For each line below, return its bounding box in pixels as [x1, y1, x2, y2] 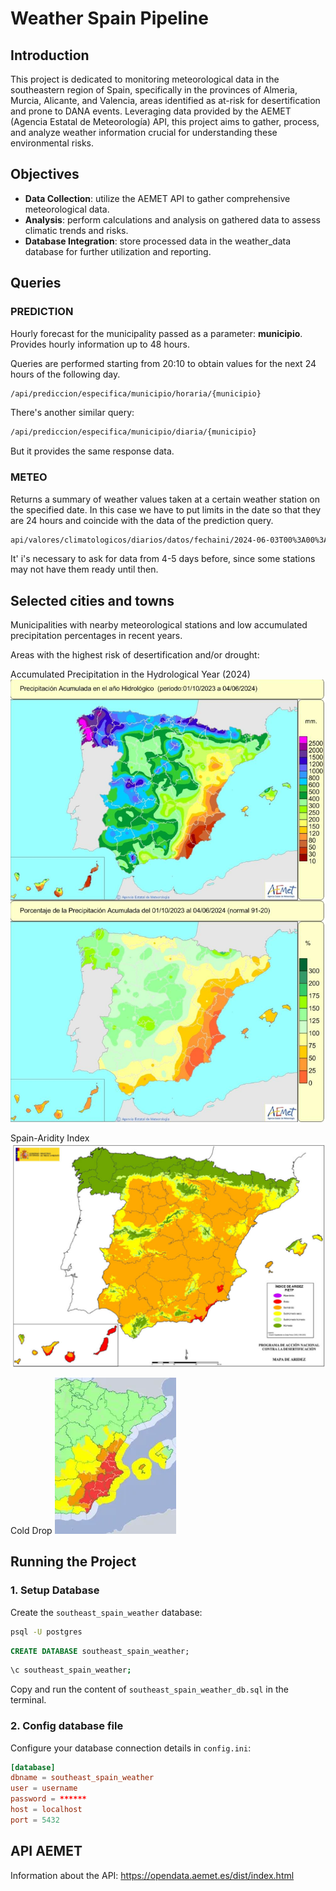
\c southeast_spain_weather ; [10, 1665, 132, 1676]
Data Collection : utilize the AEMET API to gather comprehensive [24, 192, 291, 204]
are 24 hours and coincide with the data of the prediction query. [10, 514, 274, 526]
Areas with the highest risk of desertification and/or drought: [10, 649, 260, 661]
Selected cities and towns [10, 592, 175, 609]
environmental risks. [10, 137, 95, 149]
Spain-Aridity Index [10, 1132, 90, 1144]
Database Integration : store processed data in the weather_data [24, 235, 292, 247]
